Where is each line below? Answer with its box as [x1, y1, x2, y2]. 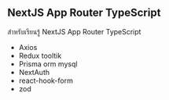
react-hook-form [18, 76, 74, 85]
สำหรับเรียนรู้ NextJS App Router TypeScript [7, 27, 141, 36]
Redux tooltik [18, 51, 62, 60]
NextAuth [18, 67, 50, 77]
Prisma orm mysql [18, 59, 78, 69]
